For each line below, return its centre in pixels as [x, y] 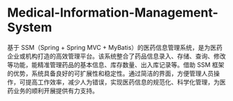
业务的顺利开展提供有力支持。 [55, 91]
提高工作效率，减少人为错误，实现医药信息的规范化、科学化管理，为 [122, 82]
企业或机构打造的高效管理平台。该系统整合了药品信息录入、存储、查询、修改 [116, 56]
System [30, 27]
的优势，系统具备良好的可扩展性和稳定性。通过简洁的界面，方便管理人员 [110, 73]
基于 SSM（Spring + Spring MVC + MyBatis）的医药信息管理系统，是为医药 [115, 47]
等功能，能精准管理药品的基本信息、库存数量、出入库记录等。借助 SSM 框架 [116, 64]
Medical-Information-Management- [113, 13]
